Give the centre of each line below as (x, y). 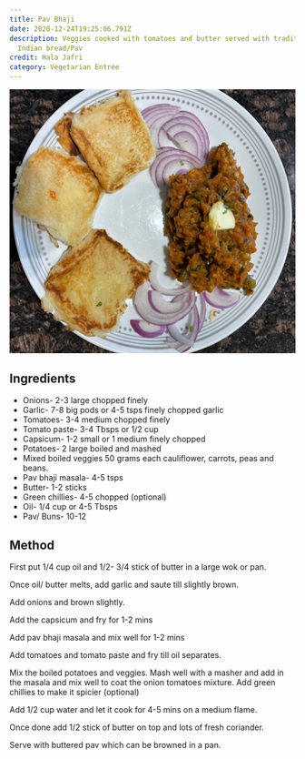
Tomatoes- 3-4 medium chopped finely (96, 420)
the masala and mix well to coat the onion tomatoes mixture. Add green (143, 683)
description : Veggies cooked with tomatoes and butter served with (140, 38)
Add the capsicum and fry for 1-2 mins (81, 620)
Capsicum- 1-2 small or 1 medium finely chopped (114, 439)
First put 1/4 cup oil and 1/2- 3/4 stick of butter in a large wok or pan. (138, 567)
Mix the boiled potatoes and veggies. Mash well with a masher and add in (147, 673)
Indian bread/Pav (50, 48)
